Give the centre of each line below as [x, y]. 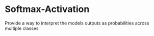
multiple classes [22, 28]
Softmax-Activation [47, 9]
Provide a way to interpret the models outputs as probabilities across [77, 23]
